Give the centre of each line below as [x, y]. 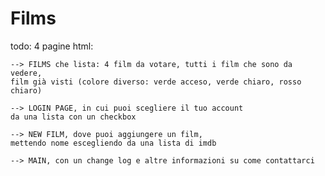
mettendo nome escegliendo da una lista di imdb [113, 143]
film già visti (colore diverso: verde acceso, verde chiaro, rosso [156, 82]
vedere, [26, 73]
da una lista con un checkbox [73, 117]
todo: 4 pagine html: [52, 46]
